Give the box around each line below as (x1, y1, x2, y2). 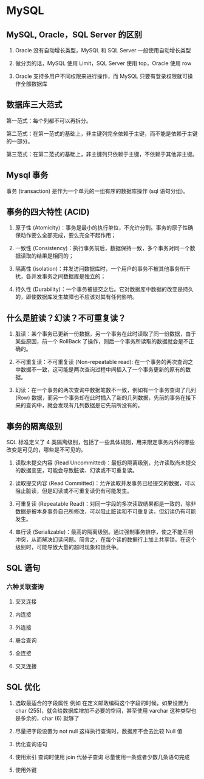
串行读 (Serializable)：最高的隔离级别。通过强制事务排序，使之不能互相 (15, 528, 194, 536)
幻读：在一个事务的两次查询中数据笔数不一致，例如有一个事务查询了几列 (15, 386, 196, 394)
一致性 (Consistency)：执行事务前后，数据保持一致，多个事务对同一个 (15, 245, 190, 252)
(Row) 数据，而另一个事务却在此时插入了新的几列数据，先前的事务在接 (15, 394, 191, 402)
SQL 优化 (6, 682, 41, 693)
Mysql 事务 (6, 170, 49, 180)
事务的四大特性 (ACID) (6, 207, 90, 217)
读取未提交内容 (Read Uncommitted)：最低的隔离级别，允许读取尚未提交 (15, 459, 197, 466)
